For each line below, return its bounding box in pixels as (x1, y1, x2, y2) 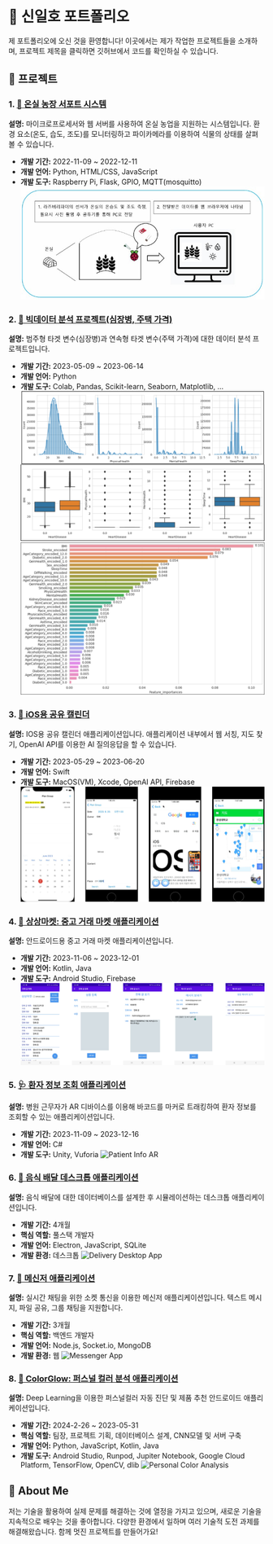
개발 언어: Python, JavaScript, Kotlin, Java (19, 1441, 160, 1450)
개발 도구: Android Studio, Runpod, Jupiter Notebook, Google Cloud (19, 1451, 245, 1461)
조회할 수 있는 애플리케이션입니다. (8, 1112, 115, 1122)
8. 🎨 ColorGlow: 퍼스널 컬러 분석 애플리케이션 (8, 1373, 179, 1384)
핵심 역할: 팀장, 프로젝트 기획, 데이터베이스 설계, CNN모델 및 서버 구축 (19, 1431, 242, 1441)
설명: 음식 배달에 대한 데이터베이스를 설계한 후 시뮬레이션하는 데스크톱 (8, 1192, 230, 1202)
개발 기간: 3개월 (19, 1320, 71, 1330)
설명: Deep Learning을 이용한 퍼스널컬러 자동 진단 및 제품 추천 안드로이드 (8, 1393, 242, 1403)
